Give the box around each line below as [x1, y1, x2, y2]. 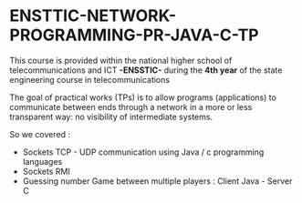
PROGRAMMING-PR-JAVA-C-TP [9, 25, 260, 46]
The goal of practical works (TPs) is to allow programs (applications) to [9, 92, 276, 103]
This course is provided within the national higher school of [9, 55, 233, 66]
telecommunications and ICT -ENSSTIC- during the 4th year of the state [9, 65, 283, 76]
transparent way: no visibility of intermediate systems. [9, 111, 213, 122]
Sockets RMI [22, 166, 70, 177]
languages [22, 156, 63, 167]
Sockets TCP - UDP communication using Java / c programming [22, 147, 265, 157]
